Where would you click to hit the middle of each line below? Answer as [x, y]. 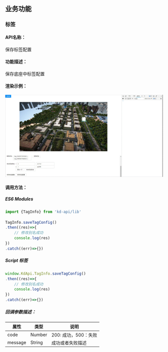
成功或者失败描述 [69, 343]
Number [39, 335]
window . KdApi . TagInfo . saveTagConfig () [45, 274]
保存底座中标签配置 [25, 73]
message [17, 343]
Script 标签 [17, 261]
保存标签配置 [18, 49]
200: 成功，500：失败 [74, 335]
